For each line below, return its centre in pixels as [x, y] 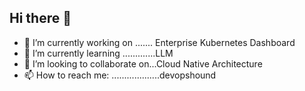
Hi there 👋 [40, 18]
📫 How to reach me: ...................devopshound [120, 75]
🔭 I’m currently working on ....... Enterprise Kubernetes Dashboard [159, 42]
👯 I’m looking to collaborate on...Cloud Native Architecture [143, 63]
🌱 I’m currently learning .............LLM [98, 53]
